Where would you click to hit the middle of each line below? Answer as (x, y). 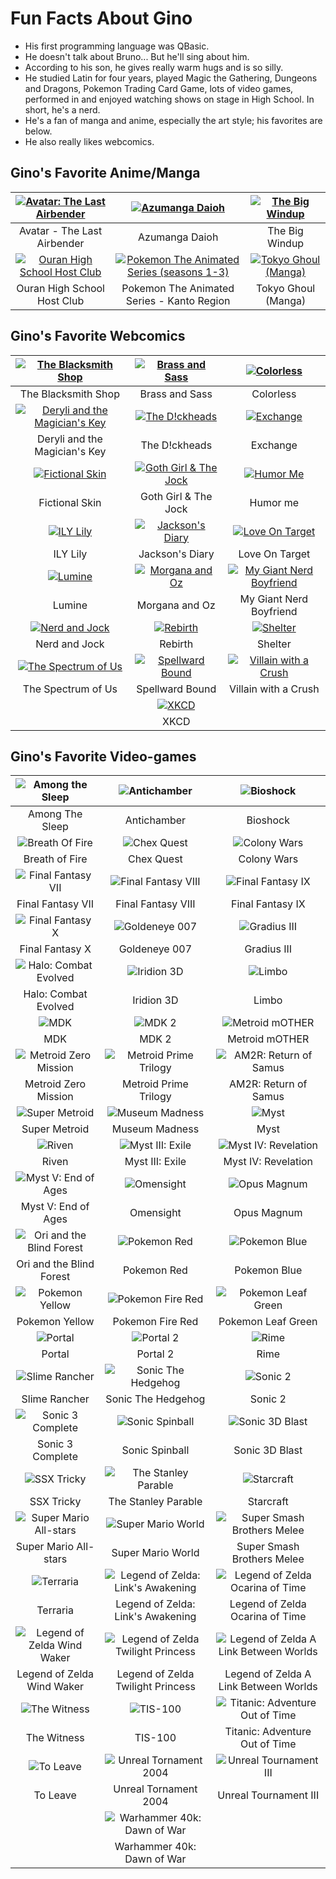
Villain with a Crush (274, 689)
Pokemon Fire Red (155, 1322)
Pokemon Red (155, 1270)
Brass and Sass (176, 394)
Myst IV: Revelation (268, 1162)
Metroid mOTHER (268, 1039)
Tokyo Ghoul (285, 288)
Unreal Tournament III (268, 1795)
